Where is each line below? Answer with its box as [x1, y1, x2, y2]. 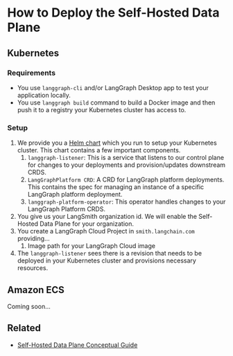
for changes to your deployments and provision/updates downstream [27, 161, 226, 169]
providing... [17, 234, 50, 243]
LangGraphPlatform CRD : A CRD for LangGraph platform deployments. [27, 175, 225, 184]
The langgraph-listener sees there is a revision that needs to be [17, 249, 202, 258]
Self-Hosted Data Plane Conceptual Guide [17, 341, 138, 349]
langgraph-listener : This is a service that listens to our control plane [27, 154, 224, 162]
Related [7, 322, 42, 334]
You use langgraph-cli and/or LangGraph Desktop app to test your [17, 83, 209, 91]
